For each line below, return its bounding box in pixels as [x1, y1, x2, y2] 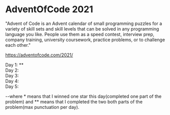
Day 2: [5, 67, 19, 73]
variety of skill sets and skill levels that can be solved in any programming [5, 25, 159, 32]
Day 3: [5, 72, 19, 78]
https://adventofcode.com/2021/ [5, 52, 74, 58]
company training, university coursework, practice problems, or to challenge [5, 37, 165, 43]
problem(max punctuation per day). [5, 104, 80, 110]
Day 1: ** [5, 62, 24, 68]
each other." [5, 42, 31, 48]
